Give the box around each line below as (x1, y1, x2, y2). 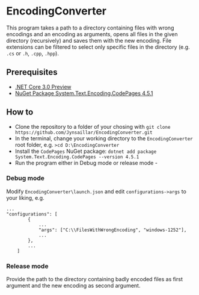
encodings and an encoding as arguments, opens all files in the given (6, 30, 179, 37)
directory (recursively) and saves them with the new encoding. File (6, 37, 172, 44)
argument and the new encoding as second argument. (6, 282, 141, 290)
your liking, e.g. (6, 194, 44, 201)
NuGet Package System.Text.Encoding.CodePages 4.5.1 (14, 89, 153, 97)
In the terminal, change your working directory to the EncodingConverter (14, 134, 194, 142)
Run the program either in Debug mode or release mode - (14, 159, 158, 166)
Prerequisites (6, 67, 58, 78)
